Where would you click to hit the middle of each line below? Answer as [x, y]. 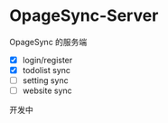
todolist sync [46, 70]
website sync [47, 90]
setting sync [46, 80]
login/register [47, 60]
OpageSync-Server [84, 16]
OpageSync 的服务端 [48, 42]
